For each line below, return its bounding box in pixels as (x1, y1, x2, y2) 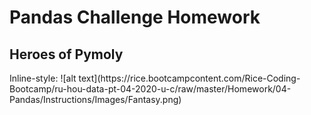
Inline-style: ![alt (9, 72, 77, 84)
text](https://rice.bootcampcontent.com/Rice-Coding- (78, 72, 301, 84)
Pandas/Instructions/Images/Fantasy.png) (9, 94, 182, 105)
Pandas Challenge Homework (9, 6, 261, 29)
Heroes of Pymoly (9, 46, 124, 63)
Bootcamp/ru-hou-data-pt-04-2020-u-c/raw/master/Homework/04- (9, 83, 292, 95)
